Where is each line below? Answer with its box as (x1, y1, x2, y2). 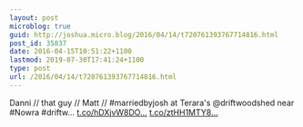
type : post (9, 64, 51, 73)
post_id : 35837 (9, 38, 67, 48)
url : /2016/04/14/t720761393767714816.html (9, 73, 177, 82)
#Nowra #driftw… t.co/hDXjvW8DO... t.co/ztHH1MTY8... (9, 106, 218, 118)
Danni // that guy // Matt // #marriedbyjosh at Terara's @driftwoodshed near (9, 97, 295, 108)
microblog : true (9, 22, 71, 31)
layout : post (9, 13, 59, 23)
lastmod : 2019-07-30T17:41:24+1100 (9, 55, 145, 64)
